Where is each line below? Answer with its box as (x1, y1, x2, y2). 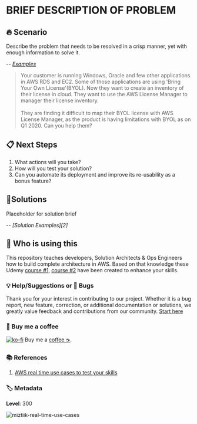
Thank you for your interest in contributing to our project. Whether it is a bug (6, 295, 191, 302)
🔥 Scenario (6, 27, 48, 37)
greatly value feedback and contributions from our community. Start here (6, 308, 183, 315)
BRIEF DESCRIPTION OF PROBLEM (6, 4, 176, 17)
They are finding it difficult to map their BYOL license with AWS (20, 110, 173, 116)
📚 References (6, 353, 48, 361)
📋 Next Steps (6, 140, 58, 150)
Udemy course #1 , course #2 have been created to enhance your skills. (6, 267, 179, 274)
